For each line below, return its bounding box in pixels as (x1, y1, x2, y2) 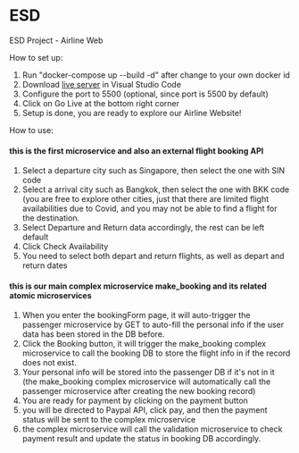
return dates (21, 260, 68, 271)
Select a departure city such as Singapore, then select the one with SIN (21, 165, 286, 176)
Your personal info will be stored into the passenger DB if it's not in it (21, 367, 275, 378)
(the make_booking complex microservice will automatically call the (21, 376, 271, 387)
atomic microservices (9, 289, 92, 300)
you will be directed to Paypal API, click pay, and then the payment (21, 405, 268, 415)
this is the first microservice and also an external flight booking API (9, 145, 264, 156)
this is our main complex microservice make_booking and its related (9, 281, 268, 291)
